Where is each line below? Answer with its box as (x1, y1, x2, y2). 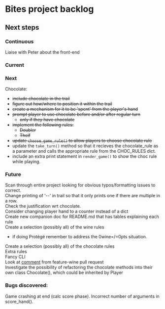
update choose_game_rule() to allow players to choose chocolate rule (12, 137, 152, 144)
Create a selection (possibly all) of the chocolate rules (5, 243, 115, 249)
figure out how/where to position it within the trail (12, 101, 112, 107)
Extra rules (5, 249, 27, 255)
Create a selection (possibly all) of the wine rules (5, 224, 104, 230)
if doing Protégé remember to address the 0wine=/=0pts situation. (12, 234, 147, 240)
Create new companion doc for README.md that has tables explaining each (5, 214, 159, 220)
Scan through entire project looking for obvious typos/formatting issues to (5, 182, 156, 188)
